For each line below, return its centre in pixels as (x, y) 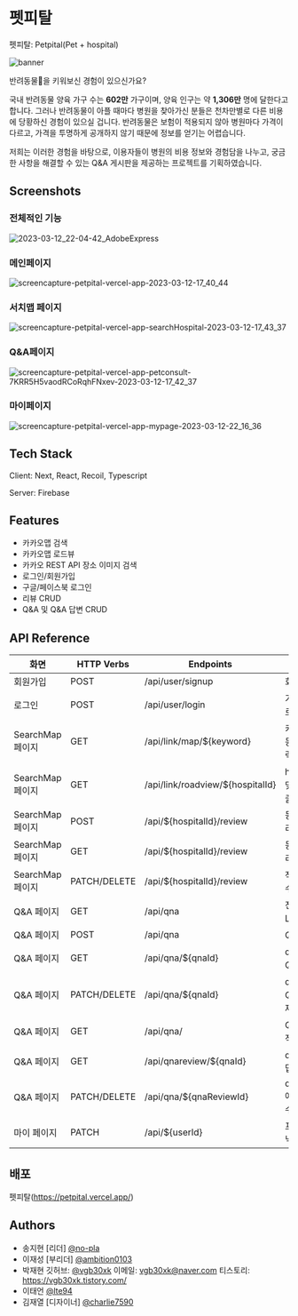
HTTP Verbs (103, 665)
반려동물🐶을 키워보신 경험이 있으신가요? (78, 80)
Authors (32, 1226)
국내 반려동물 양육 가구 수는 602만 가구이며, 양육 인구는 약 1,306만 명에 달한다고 (149, 100)
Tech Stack (41, 454)
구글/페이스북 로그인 (57, 587)
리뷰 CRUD (42, 598)
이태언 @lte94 (47, 1290)
